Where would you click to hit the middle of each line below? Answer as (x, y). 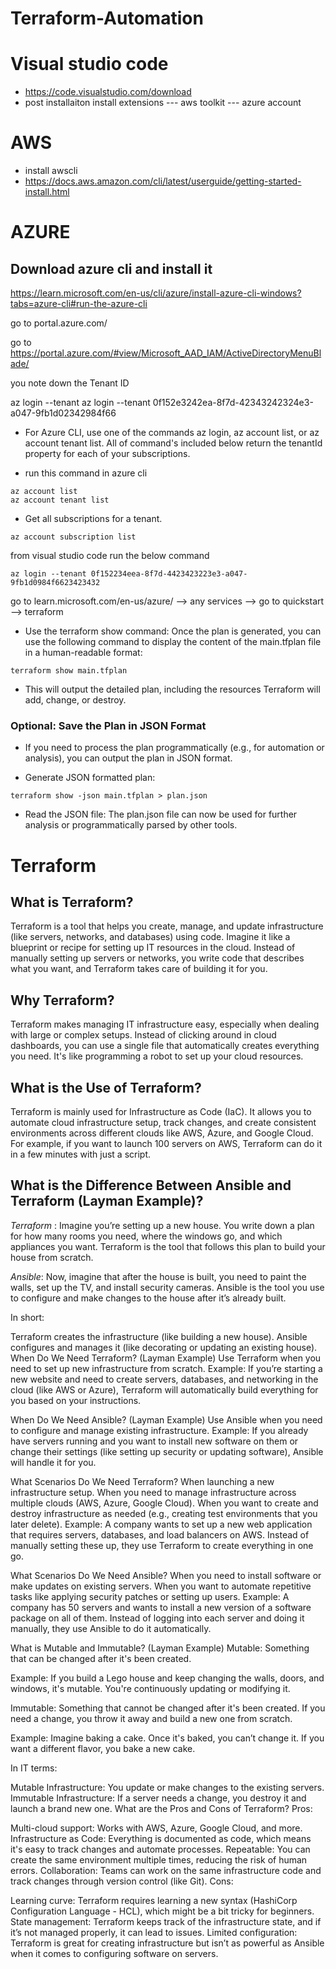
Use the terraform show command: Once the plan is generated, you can (173, 631)
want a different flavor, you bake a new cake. (103, 1748)
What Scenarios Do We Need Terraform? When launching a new (142, 1481)
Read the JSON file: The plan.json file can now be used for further (161, 814)
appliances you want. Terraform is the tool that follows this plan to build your (168, 1246)
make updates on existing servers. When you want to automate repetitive (161, 1586)
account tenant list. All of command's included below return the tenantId (173, 443)
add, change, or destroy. (75, 700)
